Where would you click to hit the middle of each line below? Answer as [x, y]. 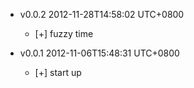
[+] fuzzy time [64, 33]
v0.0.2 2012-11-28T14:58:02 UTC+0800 [102, 14]
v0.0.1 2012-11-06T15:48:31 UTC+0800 [99, 53]
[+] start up [58, 72]
